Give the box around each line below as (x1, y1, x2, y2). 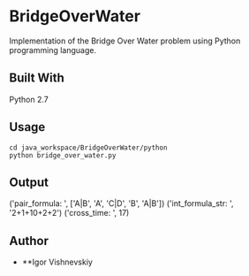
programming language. (9, 44, 97, 55)
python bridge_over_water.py (9, 150, 117, 160)
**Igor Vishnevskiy (21, 257, 93, 267)
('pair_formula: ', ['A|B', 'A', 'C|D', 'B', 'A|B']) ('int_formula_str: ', (9, 198, 234, 209)
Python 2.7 (9, 94, 49, 104)
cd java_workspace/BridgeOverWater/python (9, 143, 168, 152)
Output (9, 174, 49, 189)
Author (9, 233, 49, 249)
